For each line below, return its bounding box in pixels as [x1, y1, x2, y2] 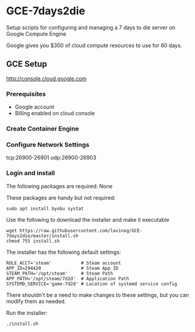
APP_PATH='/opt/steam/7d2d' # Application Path [6, 275, 129, 281]
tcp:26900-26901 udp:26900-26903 [6, 154, 97, 162]
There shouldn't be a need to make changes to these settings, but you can [6, 291, 189, 299]
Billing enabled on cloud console [14, 110, 95, 117]
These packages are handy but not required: [6, 194, 116, 201]
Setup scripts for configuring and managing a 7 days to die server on [6, 24, 176, 31]
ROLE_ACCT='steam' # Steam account [6, 260, 121, 266]
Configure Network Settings [6, 140, 89, 148]
